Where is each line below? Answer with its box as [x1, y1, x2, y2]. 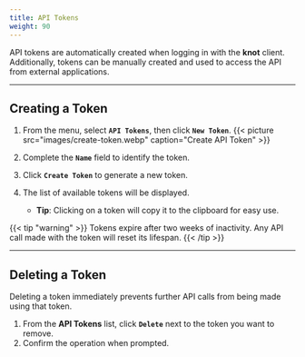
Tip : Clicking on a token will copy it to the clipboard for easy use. [35, 205, 280, 216]
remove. [22, 328, 54, 339]
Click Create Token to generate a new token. [22, 170, 188, 181]
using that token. [9, 301, 73, 312]
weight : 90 [9, 22, 51, 31]
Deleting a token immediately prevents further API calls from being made [9, 292, 281, 302]
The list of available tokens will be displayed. [22, 187, 190, 198]
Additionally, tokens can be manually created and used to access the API [9, 56, 281, 67]
